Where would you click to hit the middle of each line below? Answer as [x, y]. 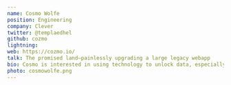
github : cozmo [27, 39]
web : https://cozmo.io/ [41, 52]
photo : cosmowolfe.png [40, 71]
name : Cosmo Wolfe [33, 13]
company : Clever [30, 26]
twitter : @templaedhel [40, 33]
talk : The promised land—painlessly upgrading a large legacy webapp [109, 58]
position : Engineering [40, 20]
